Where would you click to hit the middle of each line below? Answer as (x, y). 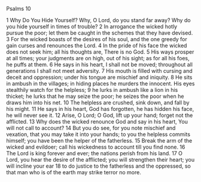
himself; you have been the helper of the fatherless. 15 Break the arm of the (99, 141)
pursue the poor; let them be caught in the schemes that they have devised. (100, 33)
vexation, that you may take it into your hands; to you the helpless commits (98, 134)
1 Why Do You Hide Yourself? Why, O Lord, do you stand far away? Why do (98, 20)
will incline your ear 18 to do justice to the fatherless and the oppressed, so (99, 166)
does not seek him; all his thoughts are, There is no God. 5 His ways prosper (100, 52)
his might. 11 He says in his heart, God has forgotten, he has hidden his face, (100, 109)
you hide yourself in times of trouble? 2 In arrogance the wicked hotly (92, 27)
